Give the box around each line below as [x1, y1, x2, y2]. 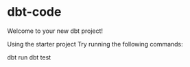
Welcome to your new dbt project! [7, 27, 104, 35]
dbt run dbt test [7, 53, 51, 62]
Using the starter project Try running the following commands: [7, 40, 183, 48]
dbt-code [7, 4, 62, 20]
